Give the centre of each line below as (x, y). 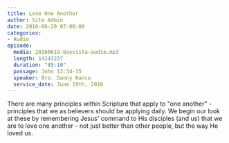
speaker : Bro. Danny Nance (52, 78)
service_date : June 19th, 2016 (58, 84)
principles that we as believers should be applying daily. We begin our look (113, 111)
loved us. (20, 133)
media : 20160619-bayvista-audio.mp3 (66, 53)
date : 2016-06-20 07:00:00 (46, 26)
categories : (24, 33)
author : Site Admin (35, 20)
